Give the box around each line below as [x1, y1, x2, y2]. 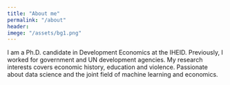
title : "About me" [7, 10, 60, 17]
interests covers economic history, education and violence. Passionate [7, 63, 209, 71]
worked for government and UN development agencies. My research [7, 56, 203, 64]
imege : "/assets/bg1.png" [7, 29, 82, 37]
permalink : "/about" [7, 17, 67, 23]
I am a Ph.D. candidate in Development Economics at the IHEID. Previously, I [7, 48, 223, 57]
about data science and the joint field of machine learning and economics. [7, 70, 219, 79]
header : [7, 23, 30, 30]
